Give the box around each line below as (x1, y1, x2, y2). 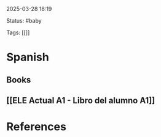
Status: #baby (6, 17, 42, 24)
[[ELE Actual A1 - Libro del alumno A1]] (6, 95, 155, 106)
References (6, 120, 66, 134)
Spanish (6, 50, 49, 64)
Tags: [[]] (6, 29, 30, 36)
